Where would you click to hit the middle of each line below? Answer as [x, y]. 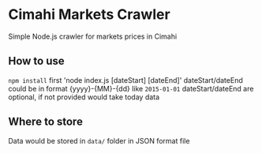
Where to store [45, 122]
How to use [36, 61]
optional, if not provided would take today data [84, 97]
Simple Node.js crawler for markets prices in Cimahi [93, 36]
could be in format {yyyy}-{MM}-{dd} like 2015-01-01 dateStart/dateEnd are [131, 88]
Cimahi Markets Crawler [90, 15]
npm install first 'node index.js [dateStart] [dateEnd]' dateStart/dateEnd [125, 80]
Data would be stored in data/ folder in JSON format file [99, 140]
